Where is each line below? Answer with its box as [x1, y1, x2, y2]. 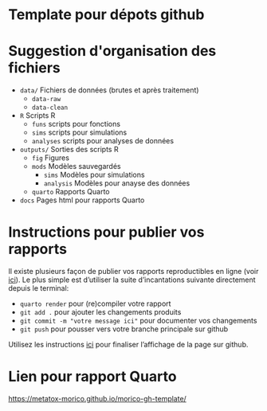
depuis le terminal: [8, 284, 69, 293]
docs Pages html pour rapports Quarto [19, 195, 145, 205]
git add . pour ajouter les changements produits [19, 307, 182, 317]
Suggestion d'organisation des [8, 42, 217, 61]
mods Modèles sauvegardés [31, 162, 121, 171]
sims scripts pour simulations [31, 127, 128, 137]
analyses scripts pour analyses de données [31, 136, 174, 146]
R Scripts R [19, 111, 56, 120]
